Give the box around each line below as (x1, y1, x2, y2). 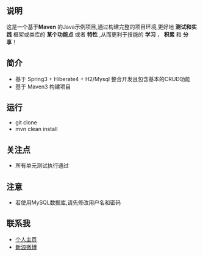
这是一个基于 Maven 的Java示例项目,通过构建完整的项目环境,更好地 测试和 (6, 23, 192, 30)
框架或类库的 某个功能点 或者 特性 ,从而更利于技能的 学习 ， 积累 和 (13, 30, 182, 38)
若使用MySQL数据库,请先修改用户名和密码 (15, 199, 121, 206)
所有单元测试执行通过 (15, 162, 69, 169)
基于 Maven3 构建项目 (15, 83, 71, 90)
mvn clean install (15, 126, 58, 133)
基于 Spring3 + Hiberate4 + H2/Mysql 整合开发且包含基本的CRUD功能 (15, 75, 191, 82)
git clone (15, 119, 38, 126)
